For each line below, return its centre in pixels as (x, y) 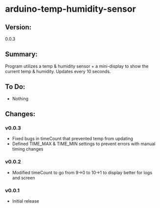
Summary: (21, 54)
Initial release (25, 201)
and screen (23, 178)
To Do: (15, 87)
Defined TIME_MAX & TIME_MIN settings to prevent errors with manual (84, 144)
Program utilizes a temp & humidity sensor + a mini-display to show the (77, 66)
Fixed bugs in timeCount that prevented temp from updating (73, 139)
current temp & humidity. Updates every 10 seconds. (58, 71)
